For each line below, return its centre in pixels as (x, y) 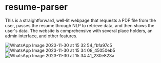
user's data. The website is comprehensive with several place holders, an (79, 31)
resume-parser (37, 7)
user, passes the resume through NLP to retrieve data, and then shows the (80, 25)
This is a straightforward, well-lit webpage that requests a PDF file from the (80, 20)
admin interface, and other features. (41, 36)
